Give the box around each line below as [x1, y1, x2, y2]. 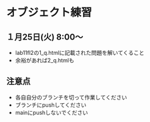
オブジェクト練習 [6, 5, 93, 20]
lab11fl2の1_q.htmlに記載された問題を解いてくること [15, 49, 145, 56]
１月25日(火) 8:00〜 [6, 32, 84, 42]
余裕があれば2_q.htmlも [15, 57, 74, 64]
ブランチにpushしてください [15, 101, 87, 109]
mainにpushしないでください [15, 109, 88, 116]
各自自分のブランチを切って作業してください [15, 93, 127, 101]
